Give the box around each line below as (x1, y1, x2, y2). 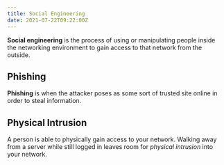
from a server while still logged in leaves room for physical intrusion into (7, 143, 214, 151)
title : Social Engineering (7, 10, 85, 17)
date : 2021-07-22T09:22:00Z (7, 17, 89, 24)
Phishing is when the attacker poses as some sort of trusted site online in (7, 89, 218, 97)
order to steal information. (7, 97, 82, 105)
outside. (7, 50, 31, 59)
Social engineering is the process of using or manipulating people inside (7, 36, 216, 44)
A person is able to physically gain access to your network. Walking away (7, 135, 217, 143)
